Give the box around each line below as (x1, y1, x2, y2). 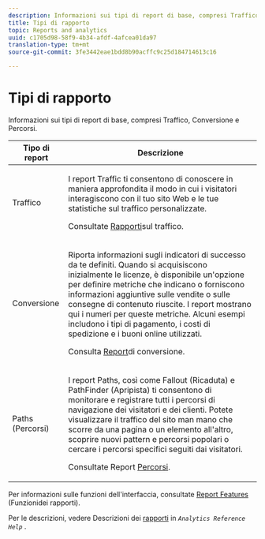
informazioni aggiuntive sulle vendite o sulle (68, 289, 230, 300)
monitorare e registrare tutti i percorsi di (68, 394, 215, 405)
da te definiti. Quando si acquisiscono (68, 259, 207, 270)
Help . (8, 522, 27, 531)
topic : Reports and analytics (8, 26, 108, 34)
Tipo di (22, 142, 50, 153)
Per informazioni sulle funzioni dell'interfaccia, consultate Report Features (8, 489, 248, 499)
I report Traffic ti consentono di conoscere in (68, 173, 233, 184)
